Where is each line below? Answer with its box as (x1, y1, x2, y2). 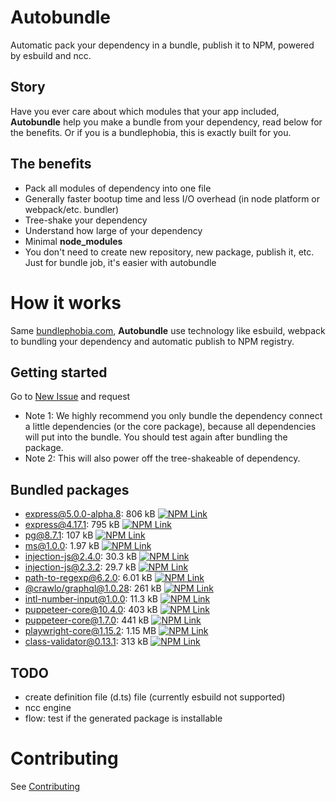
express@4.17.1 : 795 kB (24, 519, 120, 531)
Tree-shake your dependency (24, 214, 148, 226)
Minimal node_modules (24, 235, 123, 247)
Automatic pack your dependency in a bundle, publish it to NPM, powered (10, 39, 315, 51)
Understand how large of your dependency (24, 224, 203, 236)
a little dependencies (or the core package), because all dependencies (24, 421, 317, 433)
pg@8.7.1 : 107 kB (24, 529, 94, 541)
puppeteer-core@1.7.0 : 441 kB (24, 614, 150, 626)
